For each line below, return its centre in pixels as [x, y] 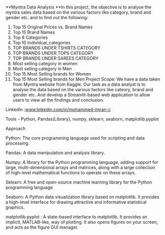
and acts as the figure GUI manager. [42, 227]
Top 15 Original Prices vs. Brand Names [53, 27]
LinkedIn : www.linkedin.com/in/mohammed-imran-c [58, 109]
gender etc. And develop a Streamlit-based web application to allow [81, 95]
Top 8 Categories [30, 37]
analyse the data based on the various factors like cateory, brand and [83, 90]
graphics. [15, 207]
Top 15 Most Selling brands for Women [52, 74]
